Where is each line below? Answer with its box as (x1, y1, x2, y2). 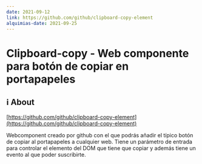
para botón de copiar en (6, 59, 129, 73)
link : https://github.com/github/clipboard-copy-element (6, 15, 153, 21)
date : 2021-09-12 (6, 9, 50, 15)
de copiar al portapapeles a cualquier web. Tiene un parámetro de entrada (6, 138, 193, 146)
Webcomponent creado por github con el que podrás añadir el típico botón (6, 132, 194, 139)
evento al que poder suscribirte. (6, 151, 86, 159)
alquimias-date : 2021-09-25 (6, 20, 78, 26)
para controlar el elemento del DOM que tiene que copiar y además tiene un (6, 145, 196, 152)
